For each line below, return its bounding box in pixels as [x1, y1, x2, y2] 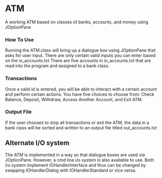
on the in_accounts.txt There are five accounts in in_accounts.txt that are [5, 58, 151, 64]
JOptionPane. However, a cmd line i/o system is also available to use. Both [5, 157, 154, 163]
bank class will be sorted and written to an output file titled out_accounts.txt [5, 125, 157, 130]
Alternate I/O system [5, 139, 70, 147]
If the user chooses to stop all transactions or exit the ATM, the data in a [5, 120, 149, 125]
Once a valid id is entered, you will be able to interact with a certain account [5, 86, 157, 92]
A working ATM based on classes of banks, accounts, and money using [5, 19, 148, 25]
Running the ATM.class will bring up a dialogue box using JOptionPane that [5, 47, 156, 53]
